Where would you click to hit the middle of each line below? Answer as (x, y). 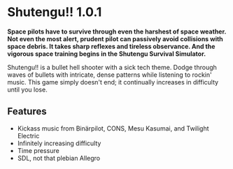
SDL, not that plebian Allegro (58, 158)
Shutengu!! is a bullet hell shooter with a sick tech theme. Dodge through (112, 67)
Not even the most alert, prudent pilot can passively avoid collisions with (115, 38)
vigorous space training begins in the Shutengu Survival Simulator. (107, 54)
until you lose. (27, 89)
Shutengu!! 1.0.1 (55, 12)
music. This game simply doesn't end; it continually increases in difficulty (113, 82)
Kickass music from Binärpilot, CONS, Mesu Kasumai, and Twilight (113, 128)
